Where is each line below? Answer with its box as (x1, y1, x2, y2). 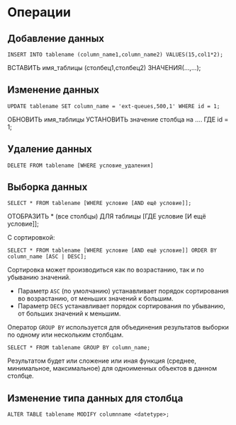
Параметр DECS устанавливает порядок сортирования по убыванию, (17, 302, 225, 310)
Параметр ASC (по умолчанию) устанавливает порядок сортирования (17, 287, 229, 296)
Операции (7, 4, 71, 21)
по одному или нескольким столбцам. (7, 330, 124, 339)
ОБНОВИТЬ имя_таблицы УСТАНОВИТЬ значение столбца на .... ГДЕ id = (7, 115, 229, 124)
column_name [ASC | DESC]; (7, 253, 87, 260)
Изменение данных (7, 84, 99, 96)
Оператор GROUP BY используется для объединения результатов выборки (7, 323, 229, 332)
